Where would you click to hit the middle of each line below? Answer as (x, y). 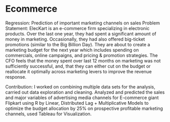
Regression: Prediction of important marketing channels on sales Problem (83, 23)
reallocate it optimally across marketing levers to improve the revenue (79, 71)
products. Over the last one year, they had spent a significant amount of (81, 34)
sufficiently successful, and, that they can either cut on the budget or (78, 66)
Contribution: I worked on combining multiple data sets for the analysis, (80, 86)
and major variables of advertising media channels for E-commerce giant (82, 98)
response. (16, 77)
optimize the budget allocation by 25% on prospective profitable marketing (84, 108)
